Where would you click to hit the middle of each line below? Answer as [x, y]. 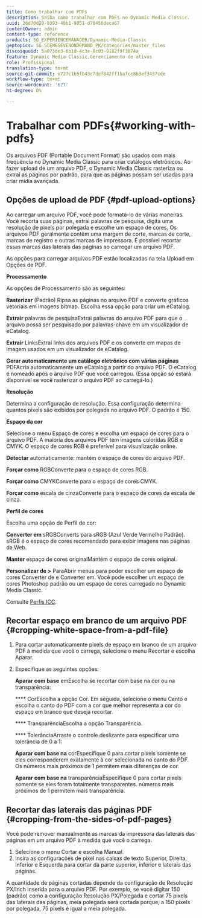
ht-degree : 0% [24, 91]
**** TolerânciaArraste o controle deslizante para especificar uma [97, 735]
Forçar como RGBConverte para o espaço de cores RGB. [77, 470]
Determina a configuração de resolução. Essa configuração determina [93, 403]
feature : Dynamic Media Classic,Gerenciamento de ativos [79, 57]
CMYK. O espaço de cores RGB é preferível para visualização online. [92, 446]
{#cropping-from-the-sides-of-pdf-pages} [89, 819]
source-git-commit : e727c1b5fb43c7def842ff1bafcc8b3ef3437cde [86, 74]
